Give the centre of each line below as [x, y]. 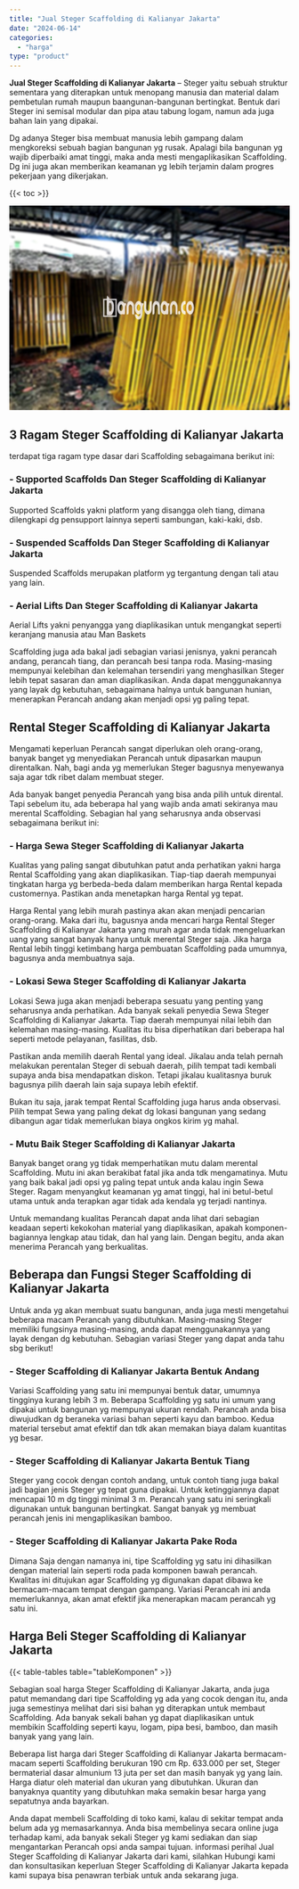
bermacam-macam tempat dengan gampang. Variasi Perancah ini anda [140, 1589]
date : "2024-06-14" [45, 28]
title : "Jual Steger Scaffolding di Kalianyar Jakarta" [115, 19]
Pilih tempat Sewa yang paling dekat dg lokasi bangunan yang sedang [138, 1111]
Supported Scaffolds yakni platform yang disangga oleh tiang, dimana [137, 510]
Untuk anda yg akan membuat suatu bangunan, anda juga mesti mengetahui [149, 1310]
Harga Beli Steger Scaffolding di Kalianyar [128, 1636]
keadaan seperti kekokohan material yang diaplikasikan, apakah [126, 1228]
